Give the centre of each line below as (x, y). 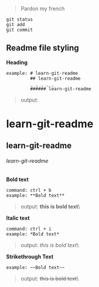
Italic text (18, 218)
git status (20, 20)
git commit (20, 30)
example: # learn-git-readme (42, 73)
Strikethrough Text (30, 256)
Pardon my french (43, 9)
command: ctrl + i (29, 229)
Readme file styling (43, 48)
